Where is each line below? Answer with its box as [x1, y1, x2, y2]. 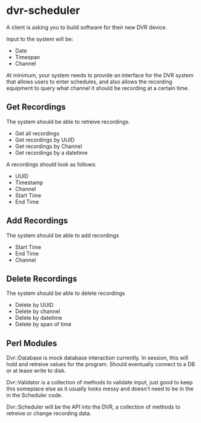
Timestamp [14, 179, 43, 186]
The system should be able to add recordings [6, 231, 120, 239]
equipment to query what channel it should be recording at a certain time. [6, 84, 190, 91]
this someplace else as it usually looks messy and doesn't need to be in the [6, 385, 194, 393]
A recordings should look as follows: [6, 161, 97, 168]
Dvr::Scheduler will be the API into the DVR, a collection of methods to [6, 403, 181, 411]
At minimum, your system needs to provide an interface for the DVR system [6, 71, 194, 79]
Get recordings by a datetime [14, 149, 88, 156]
